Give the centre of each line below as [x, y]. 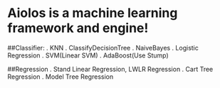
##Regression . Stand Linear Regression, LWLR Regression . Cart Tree [110, 69]
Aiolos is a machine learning [93, 13]
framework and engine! [78, 28]
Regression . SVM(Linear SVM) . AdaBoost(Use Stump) [88, 55]
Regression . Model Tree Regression [61, 77]
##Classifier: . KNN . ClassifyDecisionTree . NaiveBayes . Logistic [103, 48]
